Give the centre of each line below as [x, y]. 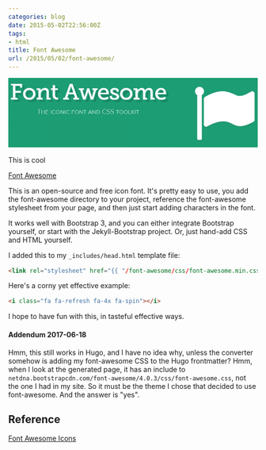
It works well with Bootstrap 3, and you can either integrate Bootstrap [122, 223]
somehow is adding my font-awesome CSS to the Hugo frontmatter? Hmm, [130, 360]
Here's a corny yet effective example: [69, 286]
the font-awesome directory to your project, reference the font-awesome [127, 199]
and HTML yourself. [40, 240]
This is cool [27, 160]
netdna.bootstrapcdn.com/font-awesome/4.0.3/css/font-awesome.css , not [127, 378]
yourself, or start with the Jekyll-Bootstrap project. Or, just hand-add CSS [128, 231]
